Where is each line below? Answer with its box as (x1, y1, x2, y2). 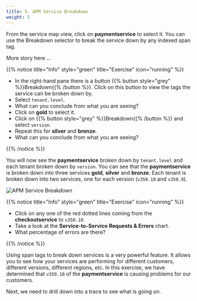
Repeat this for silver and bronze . (14, 127, 97, 135)
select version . (14, 121, 51, 128)
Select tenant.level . (14, 96, 65, 103)
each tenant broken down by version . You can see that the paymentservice (6, 163, 191, 170)
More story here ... (6, 54, 51, 61)
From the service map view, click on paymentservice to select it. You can (6, 30, 185, 37)
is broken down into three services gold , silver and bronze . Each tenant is (6, 169, 186, 176)
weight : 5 (6, 14, 31, 20)
